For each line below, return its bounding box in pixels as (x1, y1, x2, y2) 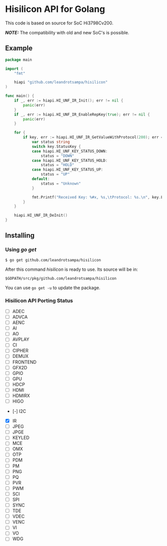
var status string (31, 139, 70, 144)
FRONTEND (12, 359, 37, 365)
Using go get (5, 246, 37, 253)
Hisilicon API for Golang (5, 3, 105, 15)
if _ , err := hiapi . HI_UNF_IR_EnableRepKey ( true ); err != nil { (14, 112, 150, 117)
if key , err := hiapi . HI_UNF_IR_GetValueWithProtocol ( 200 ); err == (23, 135, 166, 140)
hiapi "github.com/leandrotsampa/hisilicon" (14, 80, 108, 85)
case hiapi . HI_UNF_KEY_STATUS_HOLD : (31, 158, 108, 163)
